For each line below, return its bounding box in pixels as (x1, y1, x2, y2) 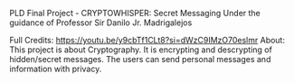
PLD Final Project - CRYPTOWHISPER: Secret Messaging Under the (9, 8, 261, 18)
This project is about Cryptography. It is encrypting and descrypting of (9, 44, 273, 55)
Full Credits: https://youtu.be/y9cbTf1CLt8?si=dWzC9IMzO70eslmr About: (9, 35, 285, 45)
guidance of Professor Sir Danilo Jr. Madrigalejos (9, 17, 193, 28)
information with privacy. (9, 63, 102, 74)
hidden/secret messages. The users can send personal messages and (9, 54, 271, 64)
